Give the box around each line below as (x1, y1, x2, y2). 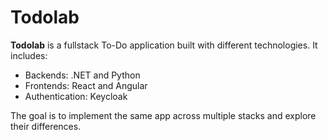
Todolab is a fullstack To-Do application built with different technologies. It (10, 39, 318, 51)
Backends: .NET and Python (24, 69, 141, 81)
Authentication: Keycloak (24, 90, 128, 102)
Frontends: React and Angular (24, 79, 148, 91)
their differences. (10, 120, 82, 132)
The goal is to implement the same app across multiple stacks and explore (10, 109, 317, 121)
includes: (10, 49, 48, 61)
